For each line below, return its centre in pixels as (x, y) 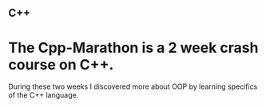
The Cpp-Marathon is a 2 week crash (133, 48)
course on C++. (61, 64)
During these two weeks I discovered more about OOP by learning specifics (133, 86)
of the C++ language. (44, 95)
